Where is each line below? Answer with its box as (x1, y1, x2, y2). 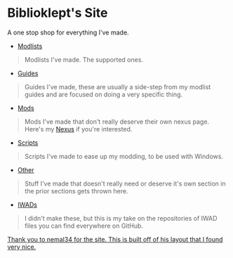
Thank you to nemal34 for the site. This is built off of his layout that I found (7, 235, 223, 243)
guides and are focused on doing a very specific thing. (24, 90, 183, 98)
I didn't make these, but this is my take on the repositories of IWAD (24, 214, 218, 222)
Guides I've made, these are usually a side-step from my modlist (24, 82, 211, 91)
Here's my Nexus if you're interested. (24, 124, 133, 133)
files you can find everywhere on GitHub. (24, 221, 144, 230)
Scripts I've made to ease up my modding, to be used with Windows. (24, 152, 223, 160)
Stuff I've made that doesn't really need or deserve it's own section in (24, 179, 226, 188)
